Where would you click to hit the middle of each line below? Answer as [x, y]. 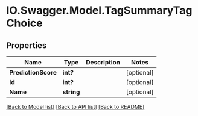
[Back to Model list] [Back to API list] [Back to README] [75, 107]
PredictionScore [33, 72]
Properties [27, 45]
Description [103, 62]
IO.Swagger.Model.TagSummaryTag [99, 11]
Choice [25, 23]
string [71, 92]
